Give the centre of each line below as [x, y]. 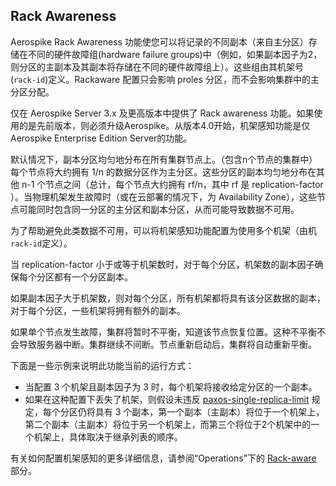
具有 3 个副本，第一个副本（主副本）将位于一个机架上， [209, 411]
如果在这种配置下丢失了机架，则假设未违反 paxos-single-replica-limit [167, 399]
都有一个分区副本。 [93, 276]
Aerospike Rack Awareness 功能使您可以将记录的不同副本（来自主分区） [159, 41]
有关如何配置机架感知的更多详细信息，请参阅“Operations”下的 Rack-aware [163, 458]
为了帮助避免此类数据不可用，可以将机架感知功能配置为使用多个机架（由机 [163, 230]
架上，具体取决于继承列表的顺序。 [112, 436]
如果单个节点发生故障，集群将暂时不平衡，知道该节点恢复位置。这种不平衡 [163, 331]
